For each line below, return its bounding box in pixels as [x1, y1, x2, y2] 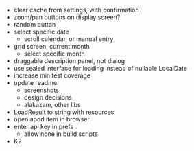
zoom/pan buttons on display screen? [13, 13, 121, 21]
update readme [13, 79, 57, 86]
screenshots [23, 86, 60, 94]
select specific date [13, 27, 70, 36]
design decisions [23, 93, 72, 102]
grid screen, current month [13, 43, 90, 50]
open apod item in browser [13, 115, 90, 123]
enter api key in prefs [13, 123, 74, 130]
